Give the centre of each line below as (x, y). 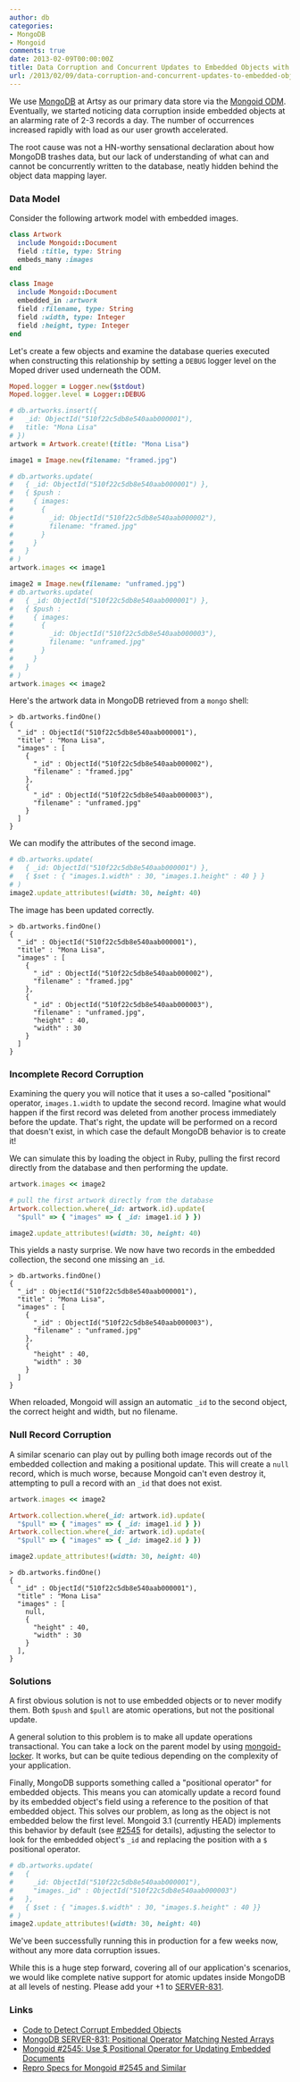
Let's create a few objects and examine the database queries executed (140, 351)
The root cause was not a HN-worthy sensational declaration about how (142, 147)
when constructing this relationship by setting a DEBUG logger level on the (143, 360)
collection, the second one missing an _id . (87, 1260)
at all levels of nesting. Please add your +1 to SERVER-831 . (117, 1987)
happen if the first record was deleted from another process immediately (143, 1113)
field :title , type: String (70, 251)
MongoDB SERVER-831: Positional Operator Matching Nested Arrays (148, 2039)
